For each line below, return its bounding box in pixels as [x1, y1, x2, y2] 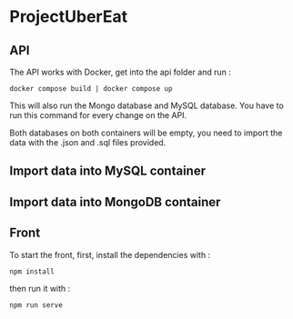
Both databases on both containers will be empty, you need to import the [9, 127, 283, 138]
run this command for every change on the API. [9, 110, 187, 120]
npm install [9, 266, 55, 276]
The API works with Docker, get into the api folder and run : [9, 66, 232, 77]
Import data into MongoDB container [9, 194, 221, 210]
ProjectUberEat [9, 6, 128, 27]
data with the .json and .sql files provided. [9, 137, 167, 147]
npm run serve [9, 300, 64, 310]
